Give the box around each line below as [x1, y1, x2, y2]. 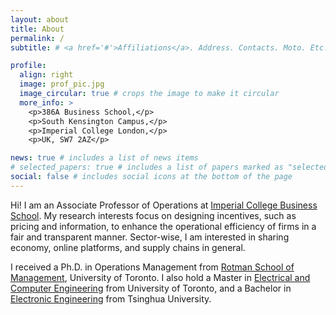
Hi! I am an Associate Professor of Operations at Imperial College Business [10, 199, 318, 211]
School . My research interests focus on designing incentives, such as [10, 209, 297, 221]
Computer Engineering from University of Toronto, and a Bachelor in [10, 282, 292, 294]
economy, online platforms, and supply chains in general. [10, 241, 246, 253]
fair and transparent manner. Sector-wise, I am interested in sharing [10, 231, 290, 243]
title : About [10, 24, 65, 34]
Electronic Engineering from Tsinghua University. [10, 292, 212, 305]
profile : [10, 61, 47, 71]
